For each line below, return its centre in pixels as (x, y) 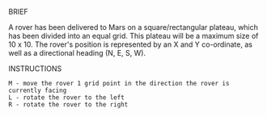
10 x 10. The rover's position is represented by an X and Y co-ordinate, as (131, 44)
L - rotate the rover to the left (67, 98)
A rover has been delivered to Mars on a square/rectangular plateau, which (133, 27)
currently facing (38, 90)
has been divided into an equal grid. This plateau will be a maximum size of (133, 36)
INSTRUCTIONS (35, 69)
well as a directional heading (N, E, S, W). (77, 53)
